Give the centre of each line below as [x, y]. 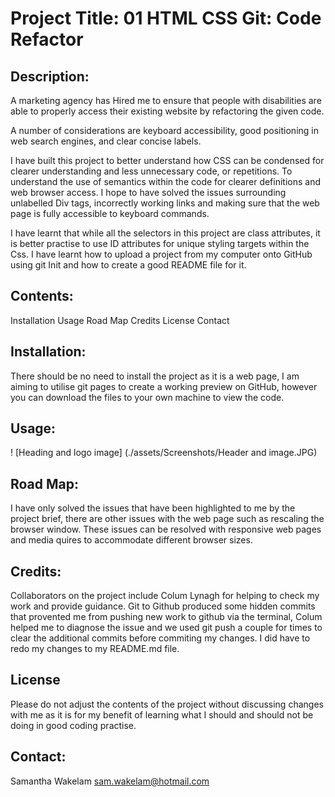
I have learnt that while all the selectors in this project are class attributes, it [165, 233]
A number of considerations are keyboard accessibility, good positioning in [164, 130]
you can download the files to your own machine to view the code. [147, 397]
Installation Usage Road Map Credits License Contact [120, 320]
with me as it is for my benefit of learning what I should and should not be [162, 714]
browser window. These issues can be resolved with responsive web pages [166, 529]
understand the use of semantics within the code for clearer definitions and [166, 181]
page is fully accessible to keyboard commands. [110, 213]
